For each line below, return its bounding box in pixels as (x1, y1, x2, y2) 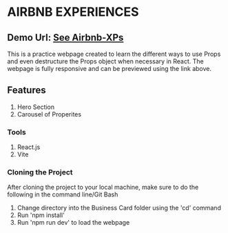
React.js (17, 143, 41, 152)
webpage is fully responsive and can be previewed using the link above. (7, 65, 212, 72)
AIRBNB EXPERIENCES (7, 4, 139, 20)
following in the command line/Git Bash (7, 190, 118, 199)
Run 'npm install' (17, 211, 65, 219)
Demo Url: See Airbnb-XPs (7, 32, 124, 43)
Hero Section (17, 103, 55, 111)
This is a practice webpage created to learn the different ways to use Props (7, 50, 221, 58)
